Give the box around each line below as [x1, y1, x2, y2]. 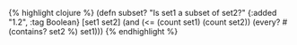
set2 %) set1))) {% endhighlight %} [48, 26, 179, 36]
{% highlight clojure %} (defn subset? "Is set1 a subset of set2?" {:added [8, 8, 277, 18]
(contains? [8, 26, 48, 36]
